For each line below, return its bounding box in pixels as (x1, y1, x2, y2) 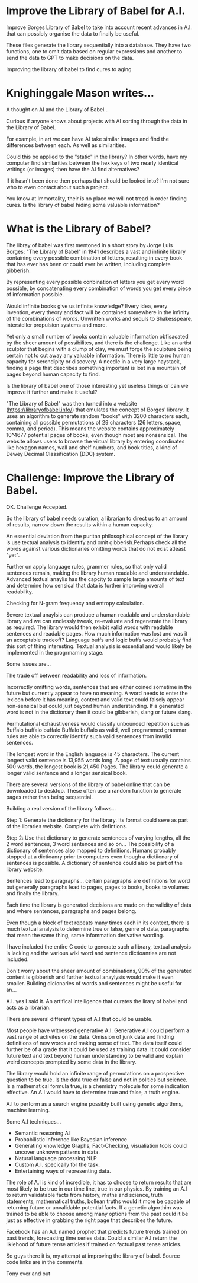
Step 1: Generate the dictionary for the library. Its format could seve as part (6, 816, 189, 824)
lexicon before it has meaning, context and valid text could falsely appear (6, 695, 184, 703)
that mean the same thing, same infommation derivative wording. (6, 931, 164, 939)
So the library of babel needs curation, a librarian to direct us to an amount (6, 515, 188, 522)
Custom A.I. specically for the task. (14, 1161, 100, 1168)
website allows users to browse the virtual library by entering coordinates (6, 438, 185, 445)
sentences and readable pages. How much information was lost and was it (6, 630, 188, 637)
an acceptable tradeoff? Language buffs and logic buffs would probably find (6, 636, 192, 643)
